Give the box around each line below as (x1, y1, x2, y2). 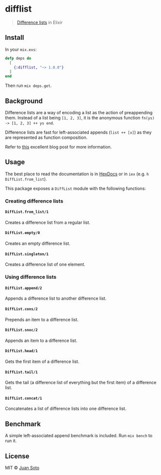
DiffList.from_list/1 (5, 210, 49, 215)
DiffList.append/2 (5, 286, 42, 290)
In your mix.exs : (5, 46, 37, 52)
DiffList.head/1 (5, 349, 38, 354)
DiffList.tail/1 (5, 370, 38, 374)
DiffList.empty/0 (5, 231, 40, 236)
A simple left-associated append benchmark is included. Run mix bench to (5, 433, 153, 439)
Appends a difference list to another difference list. (5, 295, 107, 302)
